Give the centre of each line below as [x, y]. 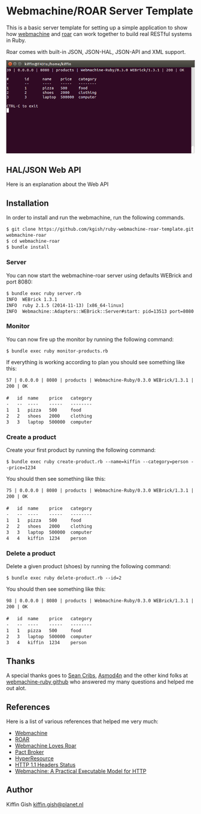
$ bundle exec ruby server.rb [44, 293]
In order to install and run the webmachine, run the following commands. [96, 218]
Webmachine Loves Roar [45, 746]
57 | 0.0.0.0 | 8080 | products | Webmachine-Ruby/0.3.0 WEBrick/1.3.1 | [100, 380]
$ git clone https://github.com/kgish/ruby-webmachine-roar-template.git [100, 229]
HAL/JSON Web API [44, 170]
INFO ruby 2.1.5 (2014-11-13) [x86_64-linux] [65, 305]
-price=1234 [21, 468]
